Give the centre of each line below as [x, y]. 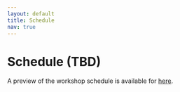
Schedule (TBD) [54, 61]
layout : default [31, 14]
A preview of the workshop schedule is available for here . [90, 81]
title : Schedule [31, 20]
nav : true [22, 27]
